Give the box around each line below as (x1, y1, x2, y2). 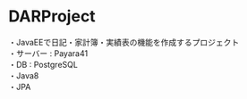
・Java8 (8, 70, 39, 81)
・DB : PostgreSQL (8, 59, 78, 70)
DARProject (8, 6, 96, 27)
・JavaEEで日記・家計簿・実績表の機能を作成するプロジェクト (8, 37, 240, 47)
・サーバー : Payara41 (8, 47, 89, 59)
